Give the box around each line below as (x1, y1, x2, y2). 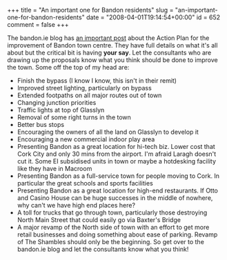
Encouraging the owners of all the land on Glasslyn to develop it (17, 128, 199, 136)
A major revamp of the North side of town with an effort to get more (17, 223, 210, 231)
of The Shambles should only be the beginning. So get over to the (17, 238, 205, 246)
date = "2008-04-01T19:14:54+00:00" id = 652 (86, 13, 221, 21)
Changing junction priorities (17, 99, 97, 106)
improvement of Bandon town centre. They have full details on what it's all (7, 41, 218, 49)
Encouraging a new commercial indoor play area (17, 135, 155, 143)
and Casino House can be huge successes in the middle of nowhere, (17, 194, 213, 202)
